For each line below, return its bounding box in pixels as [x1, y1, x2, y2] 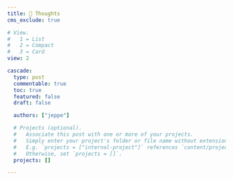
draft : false [13, 100, 51, 107]
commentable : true [13, 80, 67, 87]
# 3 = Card [7, 48, 45, 55]
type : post [13, 73, 45, 80]
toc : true [13, 87, 42, 93]
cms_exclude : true [7, 17, 60, 24]
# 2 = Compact [7, 42, 54, 49]
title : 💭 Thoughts [7, 10, 60, 17]
